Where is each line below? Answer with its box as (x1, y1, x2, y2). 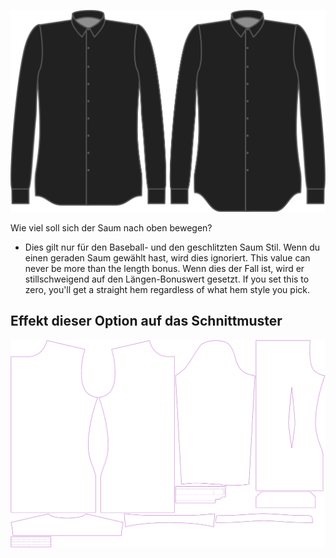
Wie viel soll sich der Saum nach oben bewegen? (10, 221, 213, 234)
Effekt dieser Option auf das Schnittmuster (10, 313, 283, 330)
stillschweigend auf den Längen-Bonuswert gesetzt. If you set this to (24, 273, 310, 285)
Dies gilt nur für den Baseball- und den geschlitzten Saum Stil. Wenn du (24, 241, 321, 253)
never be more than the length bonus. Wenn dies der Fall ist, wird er (24, 262, 305, 274)
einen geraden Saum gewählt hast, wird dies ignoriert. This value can (24, 251, 311, 264)
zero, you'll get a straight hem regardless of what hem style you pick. (24, 283, 311, 295)
